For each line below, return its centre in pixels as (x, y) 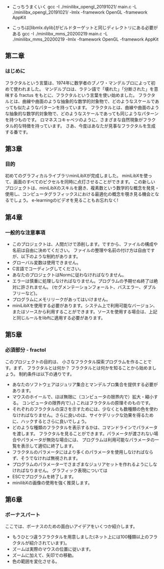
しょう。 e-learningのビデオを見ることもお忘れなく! (66, 200)
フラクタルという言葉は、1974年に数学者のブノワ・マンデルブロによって (78, 83)
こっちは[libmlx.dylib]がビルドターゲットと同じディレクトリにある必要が (85, 28)
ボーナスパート (23, 515)
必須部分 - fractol (26, 350)
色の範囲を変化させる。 (36, 562)
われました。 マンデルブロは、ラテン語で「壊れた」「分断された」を (86, 89)
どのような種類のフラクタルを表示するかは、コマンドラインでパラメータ (85, 427)
